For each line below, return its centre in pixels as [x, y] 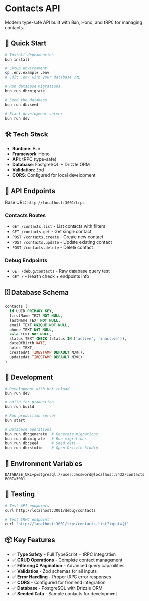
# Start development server [34, 114]
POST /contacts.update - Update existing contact [62, 242]
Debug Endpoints [26, 260]
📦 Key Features [30, 540]
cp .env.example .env [27, 73]
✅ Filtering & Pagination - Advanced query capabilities [68, 566]
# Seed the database [26, 100]
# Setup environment [26, 68]
